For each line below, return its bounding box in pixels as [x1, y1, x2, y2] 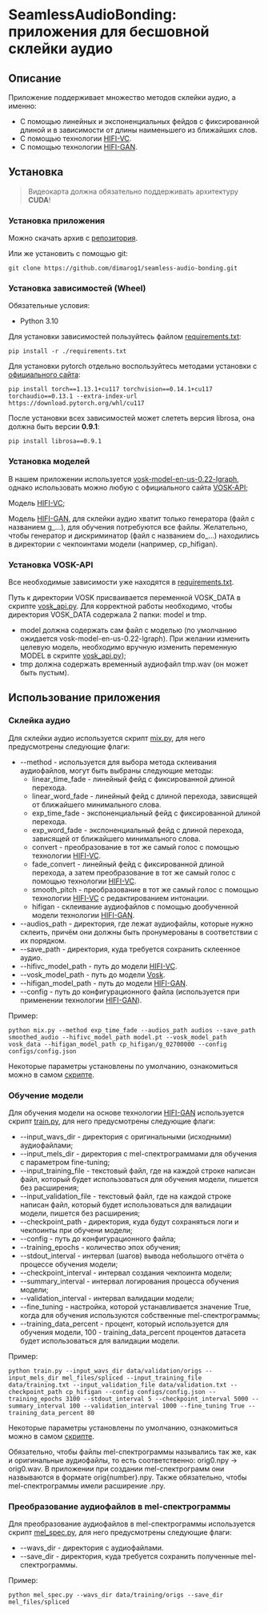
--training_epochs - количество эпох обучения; [19, 1242, 182, 1252]
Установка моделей [8, 456, 90, 467]
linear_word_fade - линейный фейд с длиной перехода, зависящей [31, 791, 258, 801]
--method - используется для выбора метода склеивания [19, 757, 218, 767]
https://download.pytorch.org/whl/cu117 [8, 399, 146, 407]
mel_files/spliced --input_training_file [62, 1374, 202, 1382]
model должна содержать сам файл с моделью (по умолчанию [19, 626, 238, 635]
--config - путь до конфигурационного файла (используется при [19, 987, 240, 996]
